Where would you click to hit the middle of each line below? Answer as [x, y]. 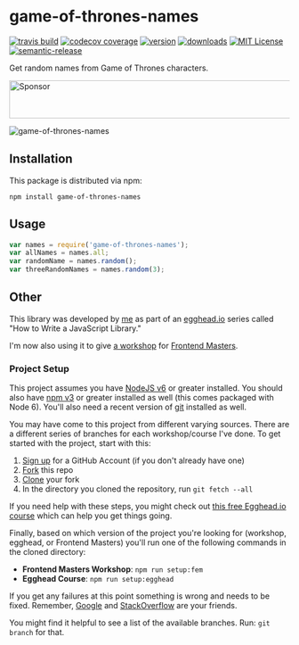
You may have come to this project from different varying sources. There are [149, 425]
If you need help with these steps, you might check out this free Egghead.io [148, 507]
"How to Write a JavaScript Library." [76, 328]
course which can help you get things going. [91, 516]
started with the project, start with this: [80, 443]
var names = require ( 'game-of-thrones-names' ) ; [99, 244]
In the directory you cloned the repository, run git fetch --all [137, 489]
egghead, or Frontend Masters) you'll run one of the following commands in [148, 542]
